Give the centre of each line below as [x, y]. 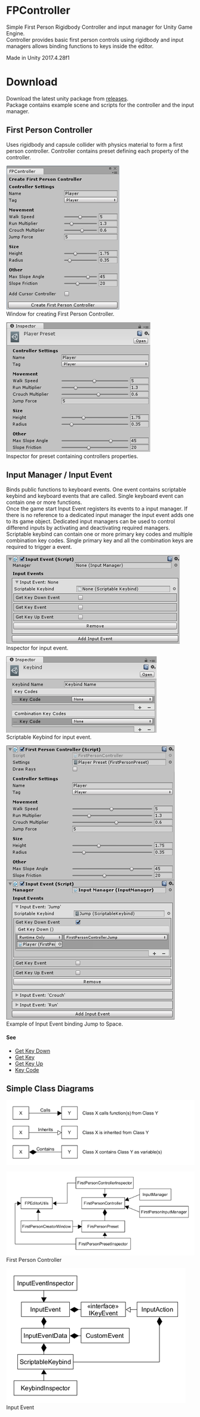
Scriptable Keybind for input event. [49, 737]
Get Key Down [33, 1051]
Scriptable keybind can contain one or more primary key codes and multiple [99, 534]
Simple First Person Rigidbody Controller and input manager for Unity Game [99, 27]
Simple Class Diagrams [50, 1089]
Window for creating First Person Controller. [60, 314]
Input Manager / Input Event [59, 475]
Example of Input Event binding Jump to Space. [65, 1024]
